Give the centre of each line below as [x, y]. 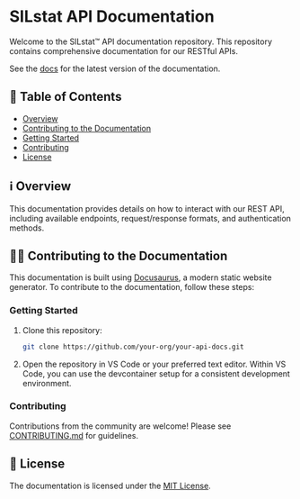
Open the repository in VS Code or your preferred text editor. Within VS [154, 364]
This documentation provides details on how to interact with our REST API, [147, 208]
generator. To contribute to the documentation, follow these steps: [132, 287]
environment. [47, 383]
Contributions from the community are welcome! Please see [120, 426]
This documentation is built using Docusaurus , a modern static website [141, 277]
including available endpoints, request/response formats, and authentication [150, 218]
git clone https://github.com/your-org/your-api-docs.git [133, 347]
